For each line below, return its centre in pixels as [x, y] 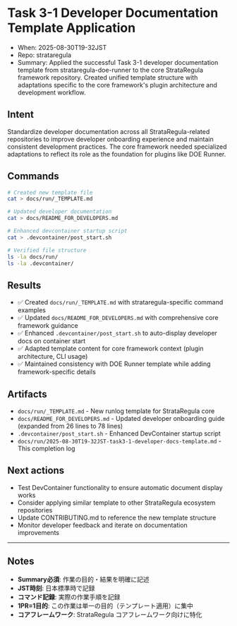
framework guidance [48, 326]
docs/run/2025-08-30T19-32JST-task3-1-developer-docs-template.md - [120, 441]
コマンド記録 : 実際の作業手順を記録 [69, 596]
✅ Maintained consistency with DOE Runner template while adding [114, 364]
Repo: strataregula [44, 55]
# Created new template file [50, 192]
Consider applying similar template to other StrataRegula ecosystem [116, 503]
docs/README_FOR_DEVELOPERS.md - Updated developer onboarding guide [121, 419]
